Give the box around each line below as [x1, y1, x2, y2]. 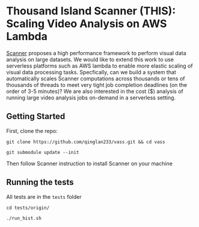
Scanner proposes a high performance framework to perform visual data [6, 49, 186, 56]
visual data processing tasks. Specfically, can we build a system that [6, 68, 176, 75]
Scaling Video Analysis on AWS [6, 17, 167, 31]
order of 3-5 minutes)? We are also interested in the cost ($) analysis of [6, 87, 183, 95]
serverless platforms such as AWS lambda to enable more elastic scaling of [6, 62, 194, 69]
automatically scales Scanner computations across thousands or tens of [6, 75, 185, 82]
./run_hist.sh [6, 215, 42, 221]
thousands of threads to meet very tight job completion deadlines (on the [6, 81, 188, 88]
